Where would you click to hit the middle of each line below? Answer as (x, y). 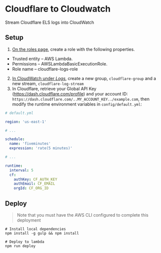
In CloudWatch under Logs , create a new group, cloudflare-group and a (84, 78)
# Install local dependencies (36, 229)
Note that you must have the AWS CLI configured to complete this (83, 215)
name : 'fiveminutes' (30, 144)
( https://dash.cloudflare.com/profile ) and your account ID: (70, 94)
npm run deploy (20, 246)
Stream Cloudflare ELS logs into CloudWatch (50, 22)
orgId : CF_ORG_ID (31, 188)
